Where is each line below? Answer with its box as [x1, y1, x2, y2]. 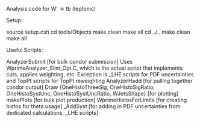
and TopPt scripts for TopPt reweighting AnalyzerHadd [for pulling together [6, 78, 193, 84]
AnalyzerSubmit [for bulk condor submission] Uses [6, 58, 133, 65]
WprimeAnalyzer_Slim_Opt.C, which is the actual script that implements [6, 64, 183, 72]
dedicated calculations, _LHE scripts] [6, 109, 98, 116]
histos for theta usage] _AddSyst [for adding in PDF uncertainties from [6, 103, 181, 110]
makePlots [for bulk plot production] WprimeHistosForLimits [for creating [6, 96, 187, 103]
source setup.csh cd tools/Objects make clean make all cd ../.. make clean [6, 28, 190, 35]
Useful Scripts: [6, 46, 43, 53]
